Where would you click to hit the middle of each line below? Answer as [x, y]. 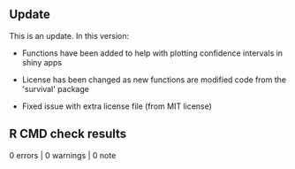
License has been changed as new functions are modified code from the [154, 80]
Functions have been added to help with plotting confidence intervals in [152, 53]
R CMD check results [68, 134]
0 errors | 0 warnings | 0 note [63, 155]
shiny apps [42, 62]
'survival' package [56, 88]
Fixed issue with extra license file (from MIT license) [117, 106]
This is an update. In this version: [69, 35]
